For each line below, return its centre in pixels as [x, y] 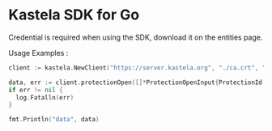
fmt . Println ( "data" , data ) [54, 120]
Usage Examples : [38, 53]
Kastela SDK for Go [74, 15]
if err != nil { [36, 90]
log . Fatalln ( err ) [45, 97]
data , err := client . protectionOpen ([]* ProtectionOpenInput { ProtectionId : [137, 82]
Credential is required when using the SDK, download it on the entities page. [136, 37]
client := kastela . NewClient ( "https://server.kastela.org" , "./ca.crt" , [134, 68]
